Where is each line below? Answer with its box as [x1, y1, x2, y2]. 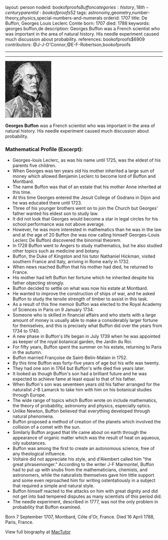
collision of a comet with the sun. [12, 424, 81, 430]
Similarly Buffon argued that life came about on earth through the [12, 429, 147, 436]
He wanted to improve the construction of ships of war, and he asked [12, 291, 155, 297]
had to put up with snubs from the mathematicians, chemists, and [12, 467, 147, 473]
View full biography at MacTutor [5, 529, 71, 535]
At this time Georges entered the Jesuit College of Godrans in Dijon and [12, 194, 160, 200]
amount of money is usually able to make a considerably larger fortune [12, 317, 158, 323]
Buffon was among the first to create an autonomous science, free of [12, 446, 155, 452]
